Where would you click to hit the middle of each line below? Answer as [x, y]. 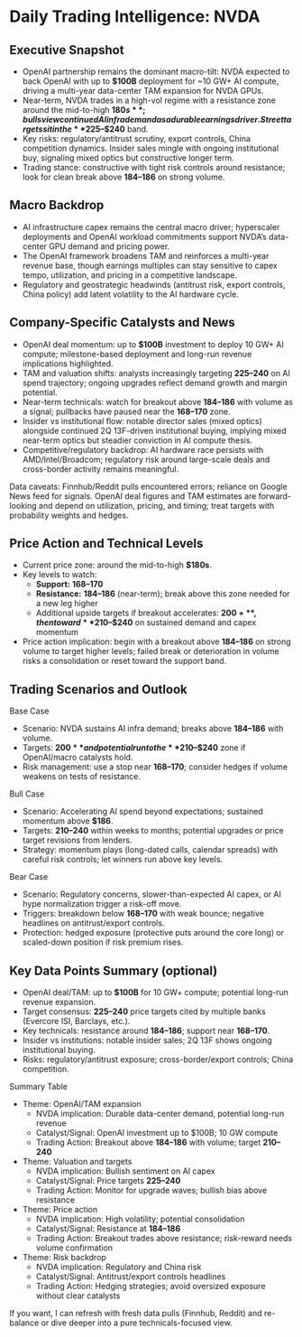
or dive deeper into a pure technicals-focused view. [137, 1323]
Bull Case [27, 794]
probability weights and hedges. [69, 515]
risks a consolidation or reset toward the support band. [124, 661]
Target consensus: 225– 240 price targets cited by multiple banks [144, 1011]
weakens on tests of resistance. [82, 777]
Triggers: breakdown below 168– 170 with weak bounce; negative [143, 914]
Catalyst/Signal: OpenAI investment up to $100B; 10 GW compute [157, 1133]
